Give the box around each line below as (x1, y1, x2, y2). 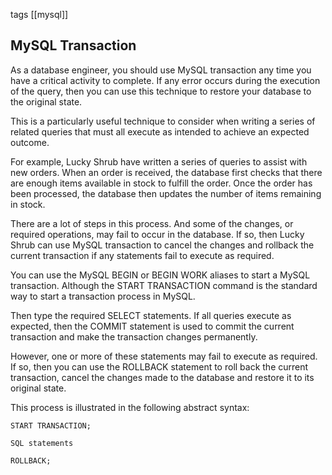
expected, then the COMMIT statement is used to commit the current (10, 320, 295, 332)
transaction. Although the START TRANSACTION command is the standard (10, 279, 318, 291)
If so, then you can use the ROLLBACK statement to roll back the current (10, 360, 309, 373)
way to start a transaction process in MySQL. (10, 290, 196, 302)
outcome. (10, 136, 50, 148)
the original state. (10, 95, 83, 108)
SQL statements (10, 438, 74, 448)
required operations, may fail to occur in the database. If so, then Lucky (10, 228, 305, 240)
